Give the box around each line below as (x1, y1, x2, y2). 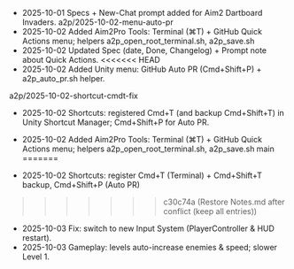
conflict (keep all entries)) (163, 206, 258, 216)
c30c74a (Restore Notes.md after (163, 196, 285, 207)
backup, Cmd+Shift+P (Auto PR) (21, 180, 140, 189)
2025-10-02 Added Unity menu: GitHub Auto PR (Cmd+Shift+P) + (21, 64, 262, 74)
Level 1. (21, 251, 50, 262)
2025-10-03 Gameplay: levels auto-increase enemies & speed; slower (21, 242, 277, 252)
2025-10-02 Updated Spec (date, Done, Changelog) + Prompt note (21, 45, 267, 56)
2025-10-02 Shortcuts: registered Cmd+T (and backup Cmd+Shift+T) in (21, 108, 285, 118)
